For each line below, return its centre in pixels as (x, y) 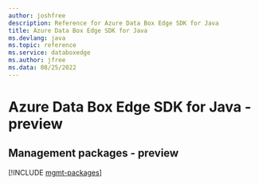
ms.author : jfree (37, 61)
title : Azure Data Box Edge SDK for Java (78, 30)
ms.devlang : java (37, 38)
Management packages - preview (94, 154)
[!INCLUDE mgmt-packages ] (55, 172)
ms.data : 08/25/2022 (43, 68)
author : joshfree (37, 16)
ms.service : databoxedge (49, 53)
